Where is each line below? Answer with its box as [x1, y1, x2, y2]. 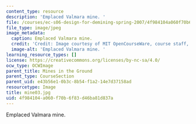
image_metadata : [6, 30, 45, 36]
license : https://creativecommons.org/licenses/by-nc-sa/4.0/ [6, 57, 160, 63]
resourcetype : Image [6, 84, 57, 90]
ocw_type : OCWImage [6, 62, 54, 69]
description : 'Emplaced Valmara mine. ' [6, 14, 106, 20]
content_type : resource [6, 8, 64, 15]
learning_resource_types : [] [6, 52, 77, 58]
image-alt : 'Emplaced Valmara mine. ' [11, 47, 106, 52]
